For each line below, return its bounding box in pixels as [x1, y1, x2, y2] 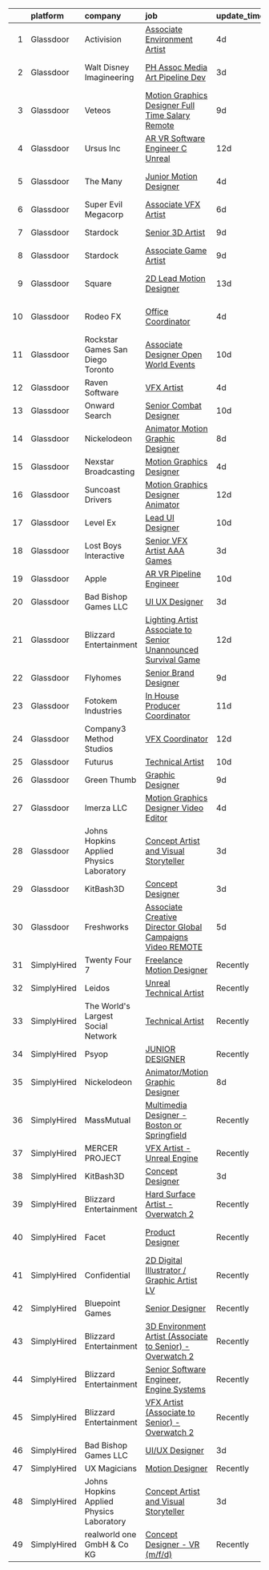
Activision [84, 34, 122, 45]
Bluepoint [84, 1298, 121, 1308]
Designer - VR [145, 1539, 200, 1550]
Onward [84, 400, 114, 411]
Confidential [84, 1270, 130, 1280]
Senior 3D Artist [145, 227, 206, 238]
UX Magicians [84, 1463, 138, 1474]
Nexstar [84, 456, 114, 467]
